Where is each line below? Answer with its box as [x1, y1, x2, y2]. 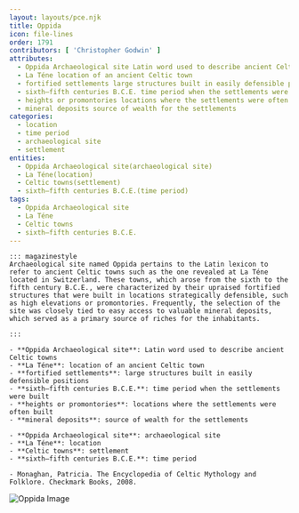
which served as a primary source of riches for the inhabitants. [9, 315, 261, 324]
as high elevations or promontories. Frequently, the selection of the [9, 299, 280, 308]
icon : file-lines [9, 29, 74, 38]
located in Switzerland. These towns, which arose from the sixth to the [9, 276, 289, 285]
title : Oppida [9, 21, 62, 30]
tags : [9, 195, 29, 204]
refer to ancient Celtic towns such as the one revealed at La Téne [9, 268, 269, 277]
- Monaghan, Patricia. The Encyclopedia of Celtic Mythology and [9, 470, 256, 479]
